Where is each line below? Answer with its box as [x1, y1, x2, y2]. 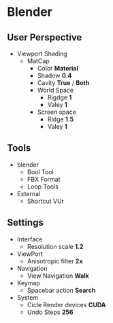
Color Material [37, 64, 78, 72]
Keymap [16, 278, 41, 287]
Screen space [37, 108, 77, 116]
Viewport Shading [16, 49, 68, 58]
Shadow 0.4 [37, 71, 72, 80]
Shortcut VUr [27, 197, 65, 205]
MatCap [27, 57, 50, 65]
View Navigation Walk [27, 272, 90, 280]
